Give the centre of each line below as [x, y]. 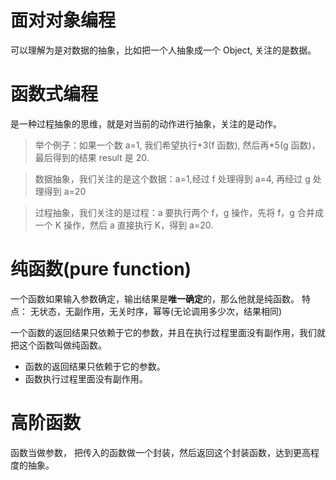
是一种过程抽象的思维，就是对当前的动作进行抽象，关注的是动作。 [146, 123]
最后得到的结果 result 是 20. [92, 157]
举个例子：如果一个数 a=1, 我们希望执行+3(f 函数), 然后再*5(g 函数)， [177, 145]
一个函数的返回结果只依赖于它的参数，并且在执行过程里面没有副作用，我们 [163, 332]
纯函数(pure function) [101, 269]
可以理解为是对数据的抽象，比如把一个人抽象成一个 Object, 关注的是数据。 [163, 50]
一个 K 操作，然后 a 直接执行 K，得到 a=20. [124, 225]
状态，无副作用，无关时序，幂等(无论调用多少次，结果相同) [160, 311]
